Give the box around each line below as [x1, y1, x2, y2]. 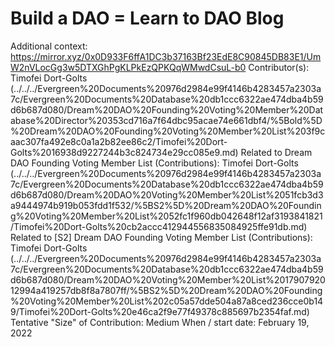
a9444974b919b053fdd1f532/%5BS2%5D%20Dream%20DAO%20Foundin [10, 199, 322, 211]
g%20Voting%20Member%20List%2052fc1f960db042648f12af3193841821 [10, 210, 323, 222]
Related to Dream [240, 146, 313, 158]
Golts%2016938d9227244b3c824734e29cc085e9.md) [10, 146, 239, 158]
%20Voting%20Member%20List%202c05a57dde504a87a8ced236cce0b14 [10, 295, 324, 307]
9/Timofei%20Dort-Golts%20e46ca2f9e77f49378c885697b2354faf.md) [10, 305, 310, 317]
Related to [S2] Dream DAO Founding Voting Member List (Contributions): [10, 231, 313, 243]
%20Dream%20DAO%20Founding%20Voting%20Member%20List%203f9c [10, 125, 326, 137]
